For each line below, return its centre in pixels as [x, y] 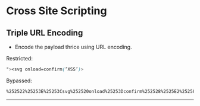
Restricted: [19, 58]
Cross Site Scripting [57, 11]
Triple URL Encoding [45, 33]
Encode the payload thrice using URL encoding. [73, 47]
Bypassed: [19, 81]
